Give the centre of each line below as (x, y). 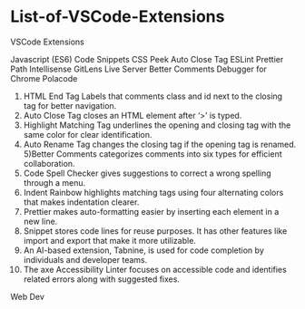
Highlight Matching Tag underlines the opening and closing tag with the (157, 125)
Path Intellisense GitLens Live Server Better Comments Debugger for (138, 69)
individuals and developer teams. (85, 259)
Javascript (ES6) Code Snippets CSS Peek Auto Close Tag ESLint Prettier (147, 59)
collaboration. (49, 163)
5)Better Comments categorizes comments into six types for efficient (152, 154)
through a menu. (54, 182)
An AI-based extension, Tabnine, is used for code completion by (143, 250)
